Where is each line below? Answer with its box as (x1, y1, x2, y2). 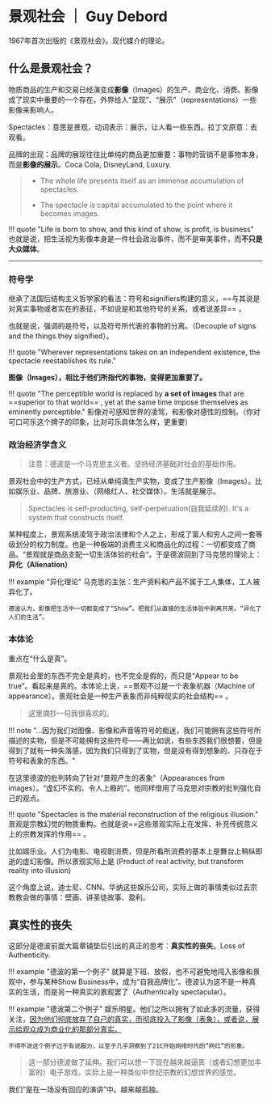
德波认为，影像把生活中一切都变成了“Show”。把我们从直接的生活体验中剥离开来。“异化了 (8, 604, 262, 613)
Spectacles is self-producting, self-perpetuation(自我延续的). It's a (27, 503, 249, 514)
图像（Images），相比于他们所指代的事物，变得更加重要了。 (8, 373, 207, 383)
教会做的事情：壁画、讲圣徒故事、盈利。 (15, 892, 150, 902)
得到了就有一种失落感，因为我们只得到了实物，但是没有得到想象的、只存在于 (8, 745, 263, 755)
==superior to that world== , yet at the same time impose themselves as (8, 397, 248, 407)
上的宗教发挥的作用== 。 (8, 829, 91, 838)
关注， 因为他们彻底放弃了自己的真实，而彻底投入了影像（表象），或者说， (8, 1015, 252, 1024)
